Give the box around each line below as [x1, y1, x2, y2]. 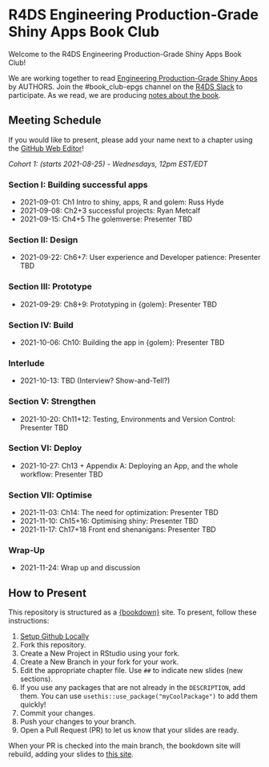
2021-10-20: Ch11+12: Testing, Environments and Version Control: [19, 414, 236, 424]
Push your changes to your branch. [19, 716, 137, 727]
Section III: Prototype [8, 281, 92, 292]
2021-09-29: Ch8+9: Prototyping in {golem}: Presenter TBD [19, 299, 218, 309]
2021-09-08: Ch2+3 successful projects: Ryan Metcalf [19, 206, 201, 216]
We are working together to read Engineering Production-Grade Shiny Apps [8, 73, 258, 83]
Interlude [8, 357, 45, 368]
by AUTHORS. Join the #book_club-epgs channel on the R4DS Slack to [8, 82, 243, 91]
